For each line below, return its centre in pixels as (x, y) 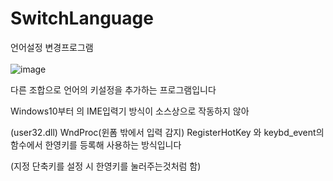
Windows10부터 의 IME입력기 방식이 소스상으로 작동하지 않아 (130, 111)
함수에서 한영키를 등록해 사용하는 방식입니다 (96, 144)
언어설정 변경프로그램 (52, 47)
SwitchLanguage (82, 18)
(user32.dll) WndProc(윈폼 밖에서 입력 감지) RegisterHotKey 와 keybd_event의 (167, 132)
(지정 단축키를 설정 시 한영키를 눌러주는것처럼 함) (106, 166)
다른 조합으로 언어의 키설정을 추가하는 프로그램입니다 (113, 89)
